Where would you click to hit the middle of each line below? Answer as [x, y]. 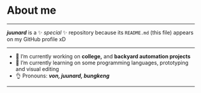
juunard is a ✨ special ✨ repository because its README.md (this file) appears [100, 32]
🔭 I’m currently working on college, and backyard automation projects [103, 56]
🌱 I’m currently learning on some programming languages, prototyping [102, 63]
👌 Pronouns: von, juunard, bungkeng [62, 76]
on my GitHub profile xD [36, 39]
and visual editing [37, 69]
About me [32, 10]
